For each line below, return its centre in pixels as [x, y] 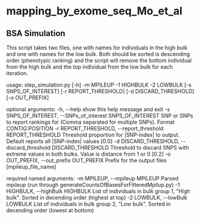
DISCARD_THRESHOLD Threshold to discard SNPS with [120, 148]
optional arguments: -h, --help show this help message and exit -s [88, 109]
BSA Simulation [36, 33]
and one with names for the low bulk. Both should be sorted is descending [98, 54]
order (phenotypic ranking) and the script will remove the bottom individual [99, 60]
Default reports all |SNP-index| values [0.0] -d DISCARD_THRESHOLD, [93, 141]
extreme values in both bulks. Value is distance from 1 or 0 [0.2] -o [89, 154]
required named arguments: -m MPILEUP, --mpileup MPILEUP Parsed [92, 178]
